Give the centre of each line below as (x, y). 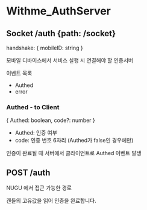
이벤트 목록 (19, 73)
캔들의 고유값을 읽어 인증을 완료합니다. (51, 201)
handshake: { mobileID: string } (45, 48)
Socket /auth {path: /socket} (61, 33)
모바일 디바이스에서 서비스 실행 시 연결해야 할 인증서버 (70, 60)
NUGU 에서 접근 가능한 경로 (39, 188)
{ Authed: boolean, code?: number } (51, 120)
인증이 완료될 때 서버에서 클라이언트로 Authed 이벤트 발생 (74, 153)
